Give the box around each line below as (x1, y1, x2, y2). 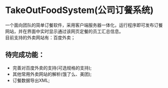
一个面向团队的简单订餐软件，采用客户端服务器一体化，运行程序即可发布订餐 (5, 22, 163, 28)
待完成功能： (5, 50, 45, 59)
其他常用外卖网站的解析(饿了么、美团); (12, 71, 92, 77)
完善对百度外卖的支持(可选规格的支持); (12, 64, 92, 70)
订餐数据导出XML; (12, 77, 50, 83)
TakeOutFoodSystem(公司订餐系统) (5, 4, 154, 16)
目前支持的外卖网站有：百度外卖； (5, 34, 75, 40)
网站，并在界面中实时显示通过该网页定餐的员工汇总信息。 (5, 28, 123, 34)
